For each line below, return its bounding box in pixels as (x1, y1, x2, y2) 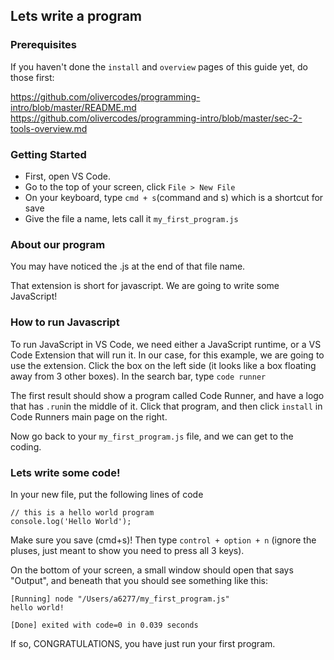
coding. (10, 440, 42, 453)
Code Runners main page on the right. (10, 410, 168, 423)
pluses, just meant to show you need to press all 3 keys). (10, 544, 245, 556)
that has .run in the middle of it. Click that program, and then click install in (10, 400, 323, 412)
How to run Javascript (10, 315, 120, 329)
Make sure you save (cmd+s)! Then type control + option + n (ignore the (10, 534, 317, 546)
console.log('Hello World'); (10, 516, 132, 526)
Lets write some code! (10, 465, 121, 479)
